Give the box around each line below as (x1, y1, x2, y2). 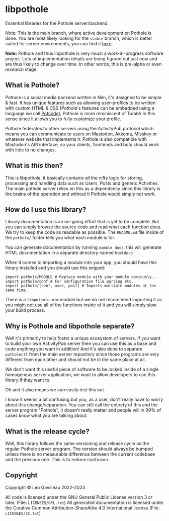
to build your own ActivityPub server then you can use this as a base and (5, 340, 157, 346)
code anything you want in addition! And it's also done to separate (5, 346, 142, 352)
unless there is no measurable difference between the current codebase (5, 451, 155, 457)
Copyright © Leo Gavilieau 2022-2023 (5, 484, 86, 490)
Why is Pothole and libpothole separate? (5, 322, 135, 330)
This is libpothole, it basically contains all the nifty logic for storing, (5, 175, 143, 181)
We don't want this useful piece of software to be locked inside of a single (5, 366, 159, 373)
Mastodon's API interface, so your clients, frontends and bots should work (5, 141, 159, 147)
